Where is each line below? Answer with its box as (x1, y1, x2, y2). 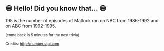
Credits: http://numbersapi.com (5, 41, 59, 46)
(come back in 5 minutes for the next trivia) (5, 32, 79, 37)
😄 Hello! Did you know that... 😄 (5, 4, 107, 13)
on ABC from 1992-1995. (5, 23, 56, 29)
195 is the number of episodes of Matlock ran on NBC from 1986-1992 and (5, 17, 159, 23)
